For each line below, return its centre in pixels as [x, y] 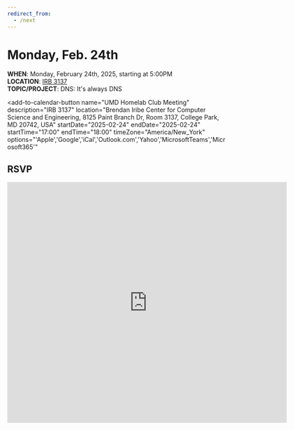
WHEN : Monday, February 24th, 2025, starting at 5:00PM [90, 74]
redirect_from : [29, 14]
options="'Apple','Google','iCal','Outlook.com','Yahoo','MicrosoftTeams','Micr [116, 140]
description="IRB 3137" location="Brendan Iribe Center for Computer [106, 110]
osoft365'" [23, 147]
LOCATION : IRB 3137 [37, 82]
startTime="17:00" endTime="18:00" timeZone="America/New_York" [106, 132]
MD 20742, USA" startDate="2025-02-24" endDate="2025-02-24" [104, 125]
